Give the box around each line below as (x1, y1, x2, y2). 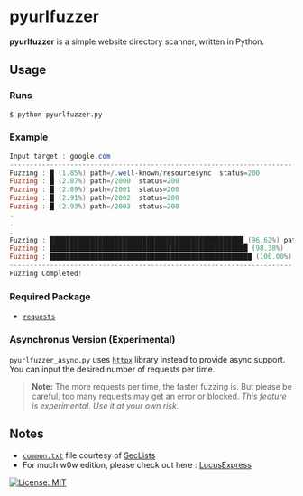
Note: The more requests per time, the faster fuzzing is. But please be (31, 381, 293, 391)
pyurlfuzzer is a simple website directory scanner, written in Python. (9, 36, 264, 47)
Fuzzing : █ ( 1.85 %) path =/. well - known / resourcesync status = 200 (9, 169, 260, 178)
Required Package (9, 290, 91, 303)
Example (9, 131, 49, 143)
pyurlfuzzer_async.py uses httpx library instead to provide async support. (9, 354, 286, 364)
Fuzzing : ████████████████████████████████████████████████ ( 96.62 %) (9, 235, 280, 244)
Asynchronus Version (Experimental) (9, 334, 176, 346)
